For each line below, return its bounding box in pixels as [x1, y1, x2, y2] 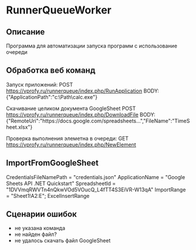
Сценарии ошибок [6, 209, 77, 220]
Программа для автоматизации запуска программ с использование [6, 42, 177, 49]
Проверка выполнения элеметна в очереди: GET [6, 135, 129, 142]
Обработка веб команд [6, 66, 95, 76]
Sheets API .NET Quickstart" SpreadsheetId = [6, 180, 116, 187]
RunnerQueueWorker [6, 4, 112, 17]
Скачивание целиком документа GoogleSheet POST [6, 105, 136, 112]
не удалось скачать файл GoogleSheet [14, 237, 111, 244]
